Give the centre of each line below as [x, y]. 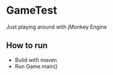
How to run [27, 46]
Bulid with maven [36, 60]
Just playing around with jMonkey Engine [56, 27]
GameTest [32, 10]
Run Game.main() [36, 66]
